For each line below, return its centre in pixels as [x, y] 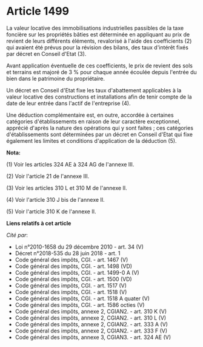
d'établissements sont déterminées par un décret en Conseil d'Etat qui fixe [99, 134]
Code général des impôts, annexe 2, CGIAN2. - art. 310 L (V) [91, 318]
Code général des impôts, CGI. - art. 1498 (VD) [73, 266]
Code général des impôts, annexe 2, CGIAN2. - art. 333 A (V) [92, 324]
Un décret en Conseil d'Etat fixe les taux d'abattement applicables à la [94, 90]
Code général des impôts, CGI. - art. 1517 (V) [71, 285]
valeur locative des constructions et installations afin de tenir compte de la [99, 97]
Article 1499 [38, 11]
